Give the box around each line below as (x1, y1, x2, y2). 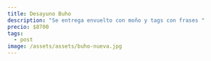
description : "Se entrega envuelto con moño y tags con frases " (7, 17, 205, 24)
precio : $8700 (7, 23, 50, 30)
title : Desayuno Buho (7, 10, 72, 18)
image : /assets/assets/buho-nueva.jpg (7, 43, 122, 50)
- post (13, 36, 33, 43)
